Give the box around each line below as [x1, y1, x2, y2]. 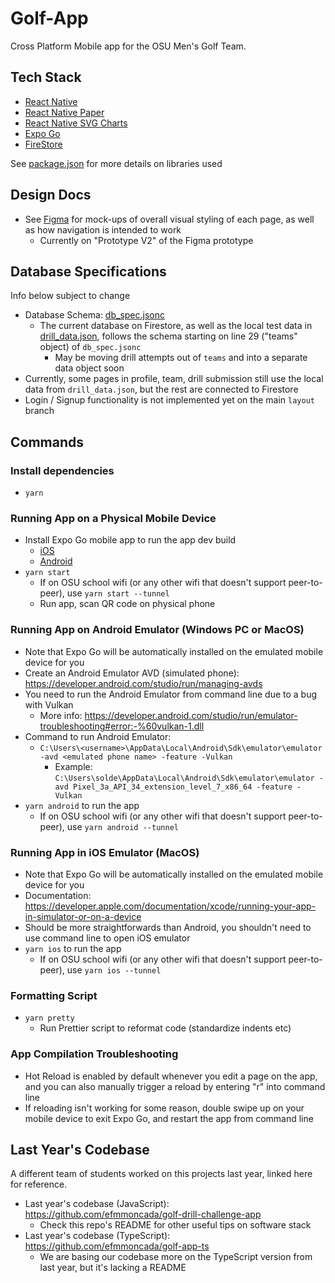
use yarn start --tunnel [66, 587, 170, 599]
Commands [10, 433, 85, 451]
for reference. [10, 1178, 68, 1191]
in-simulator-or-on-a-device [24, 910, 142, 922]
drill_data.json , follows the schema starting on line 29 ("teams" [39, 330, 298, 342]
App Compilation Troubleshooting [10, 1047, 179, 1061]
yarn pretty [24, 1013, 75, 1024]
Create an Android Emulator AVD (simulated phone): [24, 667, 240, 679]
